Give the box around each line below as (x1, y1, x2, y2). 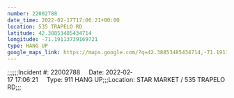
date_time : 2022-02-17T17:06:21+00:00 (7, 17, 120, 24)
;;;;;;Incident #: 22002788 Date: (7, 67, 104, 76)
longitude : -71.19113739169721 (7, 36, 98, 43)
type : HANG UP (7, 42, 49, 49)
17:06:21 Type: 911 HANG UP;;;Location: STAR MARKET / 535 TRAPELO (15, 75, 225, 83)
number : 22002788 (7, 10, 58, 17)
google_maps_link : (7, 49, 61, 56)
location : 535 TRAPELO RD (7, 23, 82, 30)
